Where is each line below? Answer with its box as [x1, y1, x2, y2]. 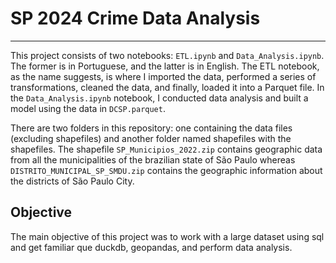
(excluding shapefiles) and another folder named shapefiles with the [10, 132, 292, 144]
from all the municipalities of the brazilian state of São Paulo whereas [10, 153, 296, 166]
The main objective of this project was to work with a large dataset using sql [10, 230, 325, 242]
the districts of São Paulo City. [10, 175, 135, 187]
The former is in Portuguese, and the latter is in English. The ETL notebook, [10, 60, 320, 72]
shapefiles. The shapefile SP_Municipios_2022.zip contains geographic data [10, 143, 323, 155]
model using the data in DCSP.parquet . [10, 102, 166, 114]
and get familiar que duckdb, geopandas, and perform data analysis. [10, 241, 293, 253]
